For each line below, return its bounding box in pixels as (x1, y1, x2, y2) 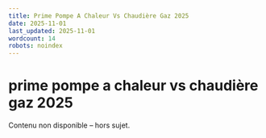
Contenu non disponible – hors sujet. (8, 120, 131, 130)
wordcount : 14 (8, 34, 56, 43)
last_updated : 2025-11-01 (8, 27, 95, 35)
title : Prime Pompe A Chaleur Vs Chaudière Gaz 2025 (8, 11, 189, 20)
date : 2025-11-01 (8, 19, 67, 27)
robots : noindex (8, 42, 63, 50)
